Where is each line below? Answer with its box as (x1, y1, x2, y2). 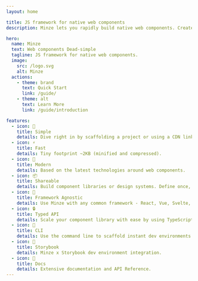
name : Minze (11, 41, 41, 47)
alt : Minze (16, 69, 44, 75)
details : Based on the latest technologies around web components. (16, 167, 186, 173)
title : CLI (16, 228, 44, 234)
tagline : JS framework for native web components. (11, 52, 138, 58)
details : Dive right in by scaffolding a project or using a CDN (16, 134, 181, 140)
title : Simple (16, 128, 51, 135)
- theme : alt (16, 96, 49, 102)
